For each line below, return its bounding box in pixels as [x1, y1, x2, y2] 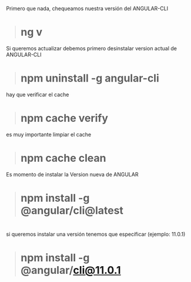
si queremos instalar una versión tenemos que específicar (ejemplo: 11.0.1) [6, 231, 186, 238]
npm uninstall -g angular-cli [20, 72, 160, 85]
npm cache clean [20, 152, 106, 165]
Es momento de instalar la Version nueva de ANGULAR [6, 171, 139, 178]
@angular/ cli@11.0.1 [20, 264, 122, 277]
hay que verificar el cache [6, 91, 69, 98]
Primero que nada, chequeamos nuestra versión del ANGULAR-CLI [6, 5, 169, 12]
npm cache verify [20, 111, 109, 125]
